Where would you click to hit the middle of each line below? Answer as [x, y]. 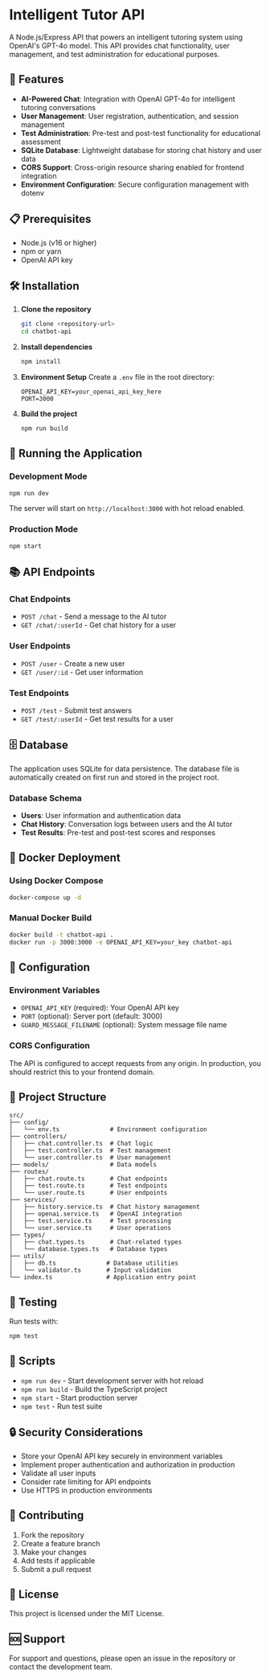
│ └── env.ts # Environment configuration [108, 1130]
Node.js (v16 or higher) [59, 242]
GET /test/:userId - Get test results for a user [97, 718]
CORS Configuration [50, 1046]
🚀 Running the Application [76, 453]
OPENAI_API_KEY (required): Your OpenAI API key [100, 1008]
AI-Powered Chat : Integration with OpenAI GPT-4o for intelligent [128, 99]
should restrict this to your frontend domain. [82, 1072]
